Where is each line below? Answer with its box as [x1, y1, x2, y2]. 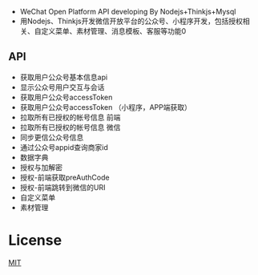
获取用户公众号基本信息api [19, 72, 108, 82]
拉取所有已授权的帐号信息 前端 [19, 112, 121, 122]
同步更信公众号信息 [19, 132, 84, 142]
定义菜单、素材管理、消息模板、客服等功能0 [41, 26, 187, 35]
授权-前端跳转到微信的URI [19, 182, 106, 192]
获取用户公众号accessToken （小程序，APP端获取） [19, 102, 192, 111]
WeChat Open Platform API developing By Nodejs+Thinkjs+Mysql [19, 7, 236, 16]
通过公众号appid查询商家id [19, 142, 108, 152]
